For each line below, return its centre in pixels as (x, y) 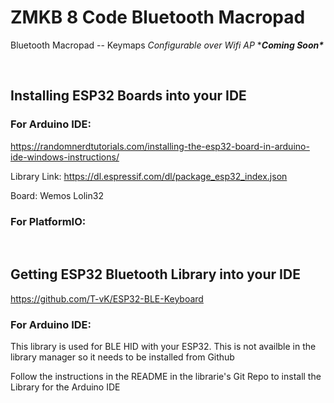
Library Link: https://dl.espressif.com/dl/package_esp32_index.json (149, 176)
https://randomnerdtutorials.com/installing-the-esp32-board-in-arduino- (160, 146)
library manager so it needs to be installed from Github (122, 357)
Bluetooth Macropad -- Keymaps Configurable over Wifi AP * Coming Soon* (167, 45)
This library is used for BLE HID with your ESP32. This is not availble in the (163, 347)
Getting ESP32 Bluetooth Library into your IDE (155, 274)
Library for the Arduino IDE (65, 387)
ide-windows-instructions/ (65, 157)
